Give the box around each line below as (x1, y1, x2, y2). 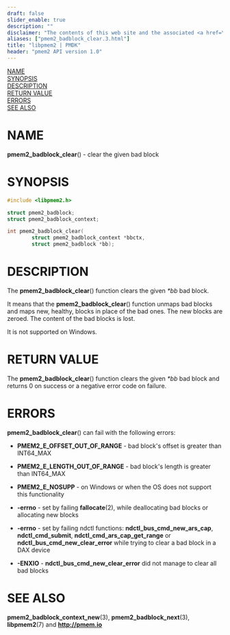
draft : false (7, 10, 44, 17)
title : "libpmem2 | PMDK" (7, 42, 81, 49)
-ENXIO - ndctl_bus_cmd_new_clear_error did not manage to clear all (16, 559, 217, 567)
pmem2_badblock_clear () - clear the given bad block (7, 150, 159, 158)
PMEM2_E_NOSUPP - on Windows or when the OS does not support (16, 483, 212, 491)
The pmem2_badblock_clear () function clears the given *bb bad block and (7, 374, 220, 383)
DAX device (16, 546, 51, 554)
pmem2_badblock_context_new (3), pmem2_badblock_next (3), (7, 613, 190, 621)
